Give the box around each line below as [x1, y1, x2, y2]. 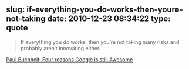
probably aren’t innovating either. [20, 44, 101, 51]
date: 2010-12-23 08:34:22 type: [47, 14, 171, 24]
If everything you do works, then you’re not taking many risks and [20, 38, 180, 46]
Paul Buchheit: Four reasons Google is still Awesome [6, 56, 133, 63]
